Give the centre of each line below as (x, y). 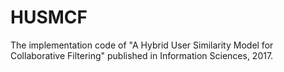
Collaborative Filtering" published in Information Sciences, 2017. (142, 55)
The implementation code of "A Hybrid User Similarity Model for (142, 45)
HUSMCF (49, 17)
